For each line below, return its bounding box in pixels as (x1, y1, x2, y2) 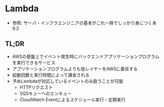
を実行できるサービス (12, 60, 55, 66)
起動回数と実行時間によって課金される (12, 72, 90, 78)
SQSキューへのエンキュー (19, 90, 72, 96)
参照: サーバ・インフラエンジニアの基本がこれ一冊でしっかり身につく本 (12, 20, 157, 26)
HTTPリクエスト (19, 84, 53, 90)
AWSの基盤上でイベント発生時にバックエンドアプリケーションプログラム (12, 53, 160, 59)
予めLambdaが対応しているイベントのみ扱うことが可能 (12, 78, 124, 84)
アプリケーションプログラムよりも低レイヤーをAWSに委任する (12, 66, 138, 71)
